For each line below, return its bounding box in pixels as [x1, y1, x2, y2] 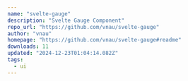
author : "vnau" [7, 30, 52, 37]
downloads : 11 [7, 43, 49, 50]
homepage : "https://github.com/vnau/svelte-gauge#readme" [7, 37, 182, 44]
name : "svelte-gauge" [7, 10, 71, 18]
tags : [7, 56, 23, 63]
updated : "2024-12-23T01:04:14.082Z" [7, 50, 119, 57]
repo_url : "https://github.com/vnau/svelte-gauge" [7, 23, 160, 30]
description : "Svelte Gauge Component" [7, 17, 125, 24]
